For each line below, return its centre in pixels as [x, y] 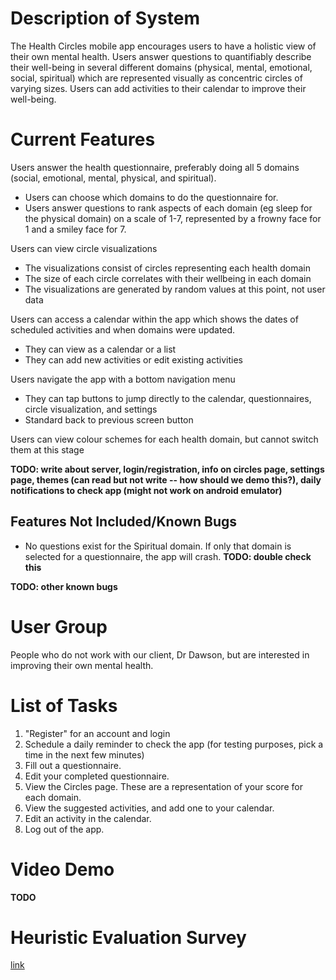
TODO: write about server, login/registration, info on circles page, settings [167, 469]
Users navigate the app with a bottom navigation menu [123, 379]
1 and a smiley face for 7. [75, 229]
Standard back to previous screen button [109, 419]
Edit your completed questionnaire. [97, 776]
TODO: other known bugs [64, 586]
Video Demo [62, 869]
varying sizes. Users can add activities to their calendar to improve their [158, 88]
